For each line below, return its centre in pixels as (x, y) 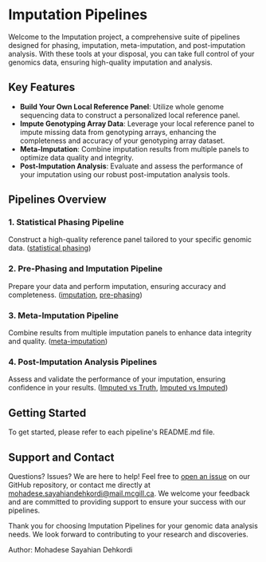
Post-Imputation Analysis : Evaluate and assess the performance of (131, 166)
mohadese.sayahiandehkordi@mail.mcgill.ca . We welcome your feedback (129, 493)
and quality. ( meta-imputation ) (58, 342)
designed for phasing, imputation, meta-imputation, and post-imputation (127, 45)
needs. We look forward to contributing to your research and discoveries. (128, 534)
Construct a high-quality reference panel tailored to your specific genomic (130, 239)
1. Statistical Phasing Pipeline (66, 223)
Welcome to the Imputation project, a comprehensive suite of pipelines (124, 37)
